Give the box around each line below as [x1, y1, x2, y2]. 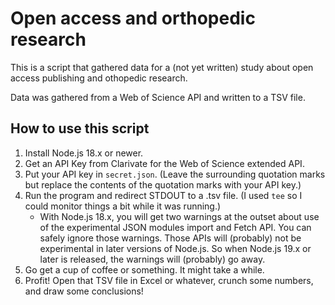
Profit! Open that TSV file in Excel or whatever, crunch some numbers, [24, 274, 314, 286]
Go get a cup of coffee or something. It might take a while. [24, 263, 265, 276]
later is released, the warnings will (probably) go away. [39, 253, 266, 265]
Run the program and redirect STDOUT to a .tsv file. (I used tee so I [24, 189, 303, 201]
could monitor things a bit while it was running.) [24, 200, 222, 212]
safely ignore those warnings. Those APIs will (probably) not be [39, 232, 302, 244]
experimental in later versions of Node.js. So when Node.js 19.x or [39, 242, 312, 254]
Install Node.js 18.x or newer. [24, 147, 144, 159]
